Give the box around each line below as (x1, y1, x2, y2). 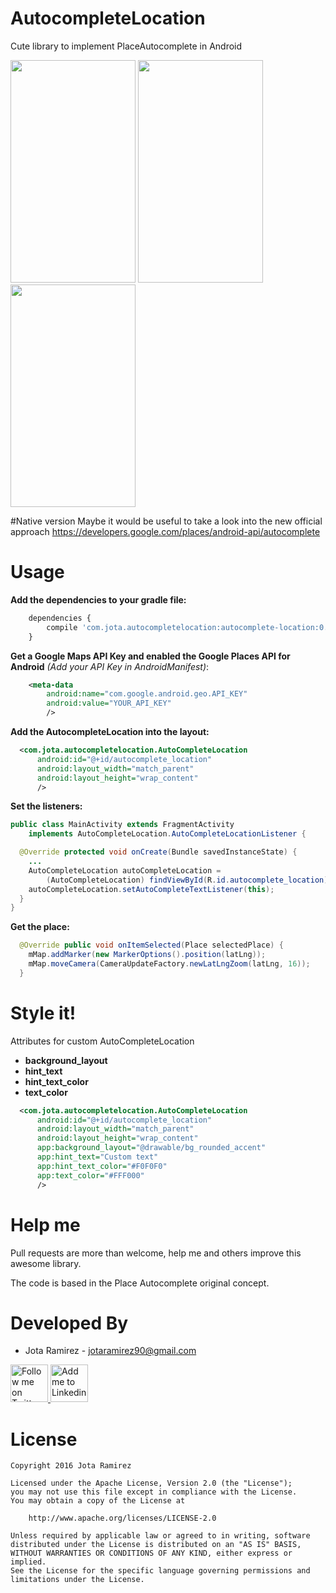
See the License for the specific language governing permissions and (10, 1566, 311, 1576)
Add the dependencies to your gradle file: (10, 593, 187, 606)
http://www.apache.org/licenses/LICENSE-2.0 (28, 1513, 217, 1524)
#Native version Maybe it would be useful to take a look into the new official (10, 515, 323, 527)
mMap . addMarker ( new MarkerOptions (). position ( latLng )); (28, 950, 267, 960)
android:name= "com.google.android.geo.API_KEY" (46, 689, 248, 699)
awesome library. (10, 1257, 82, 1269)
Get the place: (10, 921, 70, 933)
